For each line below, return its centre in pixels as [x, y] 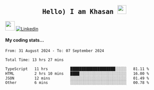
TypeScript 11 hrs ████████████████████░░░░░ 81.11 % [77, 69]
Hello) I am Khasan [78, 12]
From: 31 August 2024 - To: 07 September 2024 [55, 51]
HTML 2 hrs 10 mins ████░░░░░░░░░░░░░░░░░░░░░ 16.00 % [77, 73]
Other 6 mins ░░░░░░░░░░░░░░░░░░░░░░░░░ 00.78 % [77, 83]
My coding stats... [25, 40]
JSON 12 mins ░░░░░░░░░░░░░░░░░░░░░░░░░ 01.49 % [77, 78]
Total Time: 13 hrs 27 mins [35, 60]
